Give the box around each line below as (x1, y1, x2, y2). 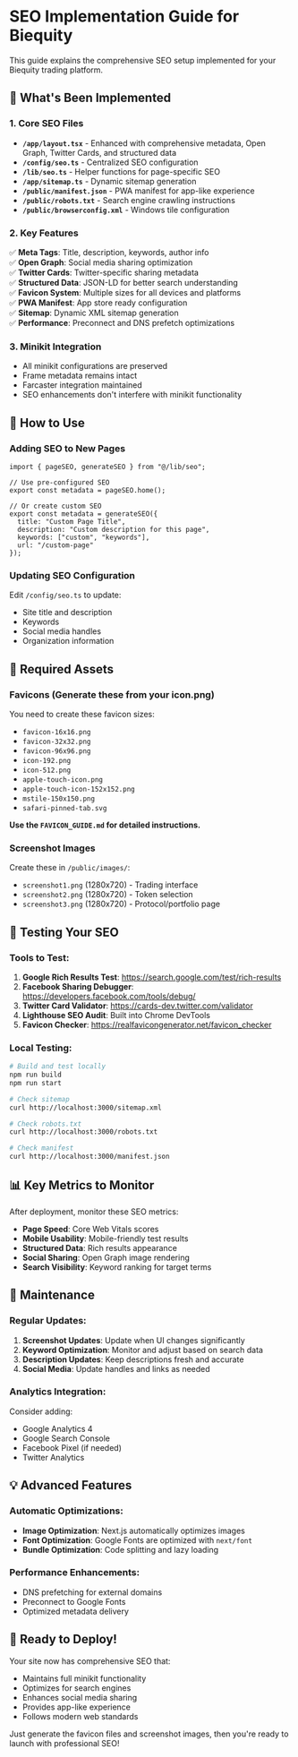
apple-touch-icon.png (21, 775, 103, 784)
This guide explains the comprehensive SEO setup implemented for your (9, 55, 277, 65)
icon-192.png (21, 756, 72, 765)
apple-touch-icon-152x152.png (21, 784, 136, 793)
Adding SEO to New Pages (9, 441, 126, 454)
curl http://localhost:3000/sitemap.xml (9, 1103, 163, 1112)
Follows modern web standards (21, 1710, 139, 1721)
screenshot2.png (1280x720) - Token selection (21, 889, 194, 900)
